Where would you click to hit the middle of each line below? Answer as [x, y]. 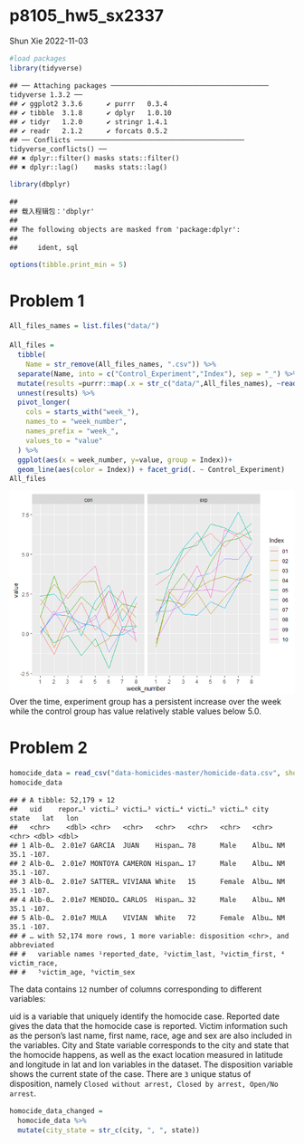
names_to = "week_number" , [76, 422]
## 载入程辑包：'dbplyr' [52, 211]
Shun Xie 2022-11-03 [49, 41]
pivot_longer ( [44, 403]
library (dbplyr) [40, 184]
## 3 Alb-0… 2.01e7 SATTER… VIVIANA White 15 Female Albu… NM [147, 881]
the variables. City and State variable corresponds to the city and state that [149, 1045]
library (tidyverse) [46, 68]
